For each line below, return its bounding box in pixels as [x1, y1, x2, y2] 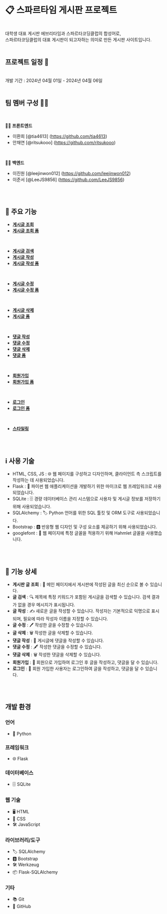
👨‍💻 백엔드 [5, 160, 24, 166]
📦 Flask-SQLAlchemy [12, 869, 58, 875]
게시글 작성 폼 [12, 260, 39, 267]
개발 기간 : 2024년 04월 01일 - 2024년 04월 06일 [5, 77, 103, 83]
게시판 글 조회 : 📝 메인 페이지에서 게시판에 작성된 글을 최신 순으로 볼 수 [12, 581, 149, 587]
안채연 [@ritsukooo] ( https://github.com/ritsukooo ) [12, 139, 116, 145]
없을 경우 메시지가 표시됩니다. [17, 602, 75, 607]
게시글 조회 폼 [12, 228, 39, 234]
